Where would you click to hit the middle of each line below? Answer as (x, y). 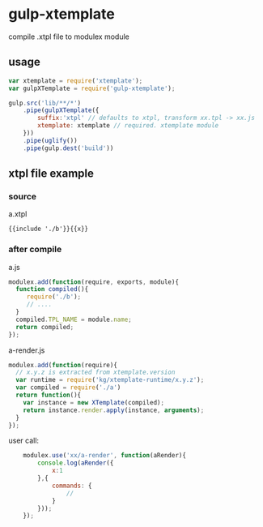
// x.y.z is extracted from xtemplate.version (95, 373)
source (23, 196)
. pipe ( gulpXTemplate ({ (61, 110)
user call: (23, 441)
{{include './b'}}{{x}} (49, 229)
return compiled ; (45, 327)
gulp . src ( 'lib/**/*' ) (45, 103)
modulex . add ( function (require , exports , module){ (94, 282)
